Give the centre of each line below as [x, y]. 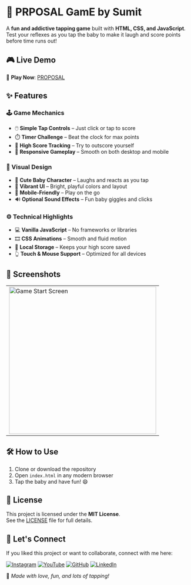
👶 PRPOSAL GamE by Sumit [74, 12]
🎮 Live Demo [31, 60]
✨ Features [27, 96]
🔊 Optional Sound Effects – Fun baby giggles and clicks [83, 199]
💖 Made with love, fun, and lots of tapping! [58, 576]
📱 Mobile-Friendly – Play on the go [57, 192]
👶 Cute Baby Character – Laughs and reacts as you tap [81, 180]
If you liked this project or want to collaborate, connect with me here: [90, 553]
